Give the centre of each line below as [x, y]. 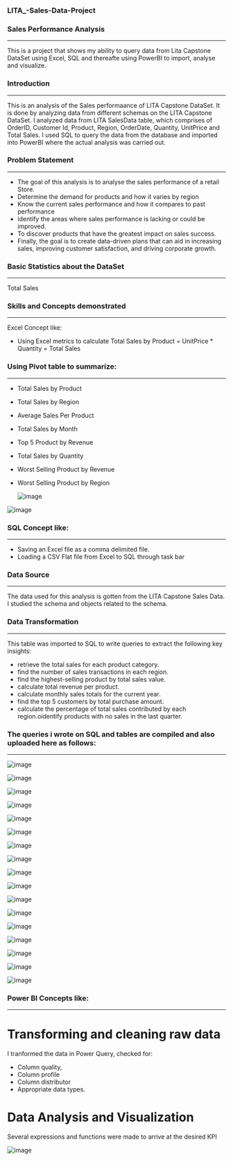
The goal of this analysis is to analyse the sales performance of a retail [118, 182]
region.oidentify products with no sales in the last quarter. [100, 716]
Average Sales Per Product [55, 415]
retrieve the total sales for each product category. [88, 664]
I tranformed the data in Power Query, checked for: [80, 1054]
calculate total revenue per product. [68, 687]
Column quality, [40, 1067]
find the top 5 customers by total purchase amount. [90, 701]
